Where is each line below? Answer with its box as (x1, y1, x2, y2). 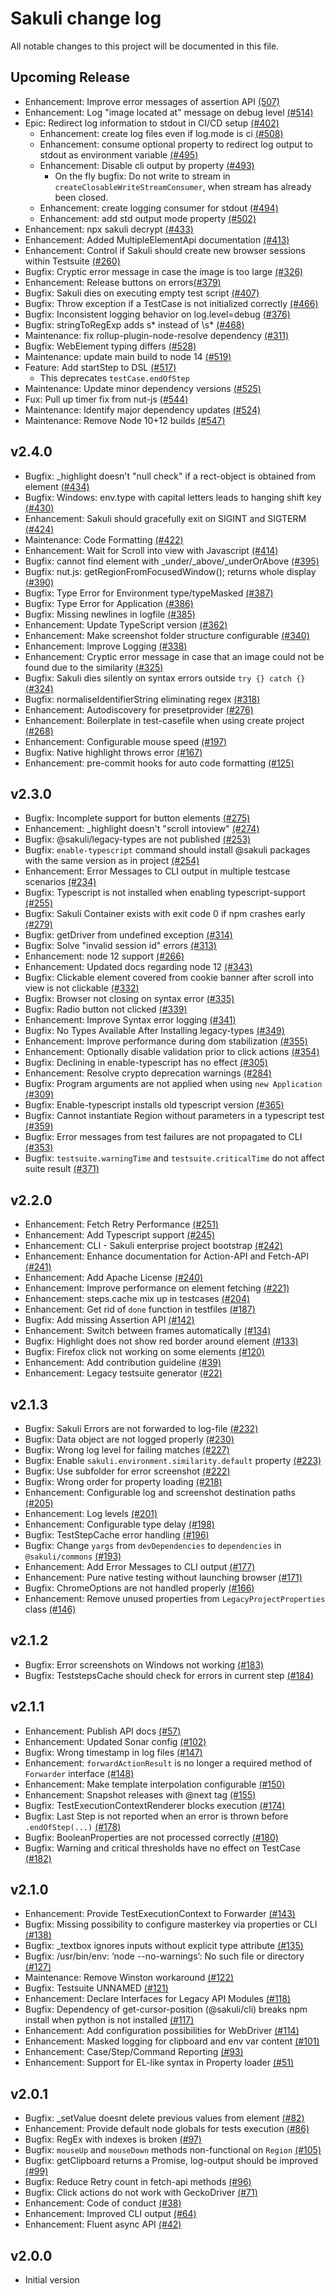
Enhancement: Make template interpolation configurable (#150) (24, 1778, 286, 1790)
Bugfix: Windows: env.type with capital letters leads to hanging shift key (24, 491, 322, 503)
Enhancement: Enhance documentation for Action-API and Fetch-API (24, 1250, 310, 1262)
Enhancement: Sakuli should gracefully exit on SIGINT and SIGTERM (24, 512, 307, 524)
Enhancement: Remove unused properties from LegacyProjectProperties (24, 1593, 326, 1604)
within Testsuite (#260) (24, 255, 121, 267)
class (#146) (24, 1603, 77, 1615)
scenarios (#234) (24, 876, 97, 888)
